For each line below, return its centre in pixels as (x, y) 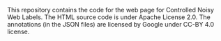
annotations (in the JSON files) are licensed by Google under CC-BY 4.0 (111, 24)
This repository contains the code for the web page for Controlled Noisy (111, 10)
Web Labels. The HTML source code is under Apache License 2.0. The (109, 17)
